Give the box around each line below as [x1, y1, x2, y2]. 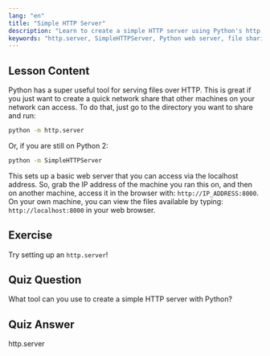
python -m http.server [8, 126, 84, 135]
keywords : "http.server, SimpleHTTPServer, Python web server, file [8, 34, 243, 43]
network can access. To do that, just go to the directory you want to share [8, 102, 253, 113]
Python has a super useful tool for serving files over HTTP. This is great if [8, 85, 252, 95]
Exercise [8, 228, 53, 242]
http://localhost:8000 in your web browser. [8, 205, 156, 215]
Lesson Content [8, 63, 90, 77]
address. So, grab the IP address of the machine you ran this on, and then [8, 179, 253, 189]
